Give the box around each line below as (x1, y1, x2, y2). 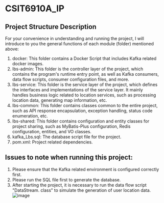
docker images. (12, 61, 44, 66)
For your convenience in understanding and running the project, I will (5, 35, 144, 41)
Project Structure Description (5, 23, 97, 31)
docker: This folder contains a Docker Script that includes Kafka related (12, 56, 157, 61)
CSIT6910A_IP (5, 3, 65, 14)
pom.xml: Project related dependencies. (12, 139, 93, 145)
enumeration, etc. (12, 113, 48, 118)
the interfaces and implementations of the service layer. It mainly (12, 87, 143, 92)
